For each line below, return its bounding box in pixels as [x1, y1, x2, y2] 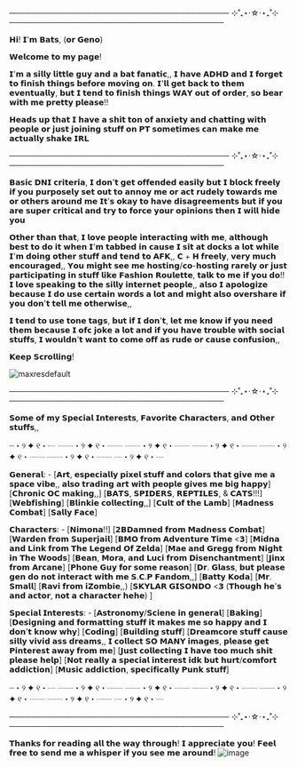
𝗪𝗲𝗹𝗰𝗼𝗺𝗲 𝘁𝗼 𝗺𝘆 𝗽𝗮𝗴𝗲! [9, 52, 102, 61]
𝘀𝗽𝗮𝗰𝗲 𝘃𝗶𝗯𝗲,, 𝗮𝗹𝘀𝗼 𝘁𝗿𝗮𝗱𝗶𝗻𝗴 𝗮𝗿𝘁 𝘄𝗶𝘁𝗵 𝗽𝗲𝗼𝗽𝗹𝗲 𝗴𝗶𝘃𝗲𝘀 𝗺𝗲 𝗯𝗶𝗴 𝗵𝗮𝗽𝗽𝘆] [9, 479, 271, 489]
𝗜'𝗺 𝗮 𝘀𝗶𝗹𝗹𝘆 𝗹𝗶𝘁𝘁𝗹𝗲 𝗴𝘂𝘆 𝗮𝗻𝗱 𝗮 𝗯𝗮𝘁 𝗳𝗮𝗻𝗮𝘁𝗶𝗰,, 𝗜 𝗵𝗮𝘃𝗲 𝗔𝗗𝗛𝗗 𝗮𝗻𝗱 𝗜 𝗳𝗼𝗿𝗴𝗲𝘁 [9, 68, 284, 79]
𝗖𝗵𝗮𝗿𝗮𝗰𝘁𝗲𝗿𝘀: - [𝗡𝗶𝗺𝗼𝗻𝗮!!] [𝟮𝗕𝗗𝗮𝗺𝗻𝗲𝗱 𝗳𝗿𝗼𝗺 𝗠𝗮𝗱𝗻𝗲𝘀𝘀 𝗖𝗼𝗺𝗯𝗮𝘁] [9, 524, 266, 534]
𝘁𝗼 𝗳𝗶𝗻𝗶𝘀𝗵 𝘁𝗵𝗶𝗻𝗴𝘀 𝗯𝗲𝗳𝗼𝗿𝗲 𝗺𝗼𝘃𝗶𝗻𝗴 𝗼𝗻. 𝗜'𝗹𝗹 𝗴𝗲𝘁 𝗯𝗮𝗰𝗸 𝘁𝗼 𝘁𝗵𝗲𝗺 [9, 78, 246, 88]
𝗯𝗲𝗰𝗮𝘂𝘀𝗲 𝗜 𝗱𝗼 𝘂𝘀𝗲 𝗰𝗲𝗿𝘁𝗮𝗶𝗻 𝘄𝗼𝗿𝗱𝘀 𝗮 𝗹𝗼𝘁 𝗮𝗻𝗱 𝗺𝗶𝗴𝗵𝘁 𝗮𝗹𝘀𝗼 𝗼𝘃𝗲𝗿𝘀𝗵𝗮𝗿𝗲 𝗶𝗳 [9, 289, 286, 299]
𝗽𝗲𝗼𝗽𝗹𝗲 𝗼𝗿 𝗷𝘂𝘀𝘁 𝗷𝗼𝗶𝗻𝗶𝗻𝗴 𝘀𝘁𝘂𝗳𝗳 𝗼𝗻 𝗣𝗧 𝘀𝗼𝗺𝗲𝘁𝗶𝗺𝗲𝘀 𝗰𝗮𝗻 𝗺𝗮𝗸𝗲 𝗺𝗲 [9, 124, 260, 134]
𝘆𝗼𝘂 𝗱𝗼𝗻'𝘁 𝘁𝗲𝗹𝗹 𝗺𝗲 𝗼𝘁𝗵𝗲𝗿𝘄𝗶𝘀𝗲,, [9, 298, 133, 308]
